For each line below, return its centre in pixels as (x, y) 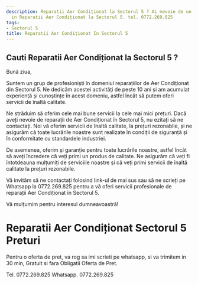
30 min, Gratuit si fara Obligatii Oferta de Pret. (62, 263)
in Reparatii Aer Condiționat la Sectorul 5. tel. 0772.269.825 (92, 17)
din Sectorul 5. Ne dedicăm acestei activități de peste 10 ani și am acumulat (98, 89)
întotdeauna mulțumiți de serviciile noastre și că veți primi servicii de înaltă (97, 162)
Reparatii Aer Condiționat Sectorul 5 (97, 228)
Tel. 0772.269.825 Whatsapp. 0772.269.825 (60, 275)
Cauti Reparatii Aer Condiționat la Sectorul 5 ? (92, 58)
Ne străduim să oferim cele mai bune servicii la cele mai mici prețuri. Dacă (96, 113)
